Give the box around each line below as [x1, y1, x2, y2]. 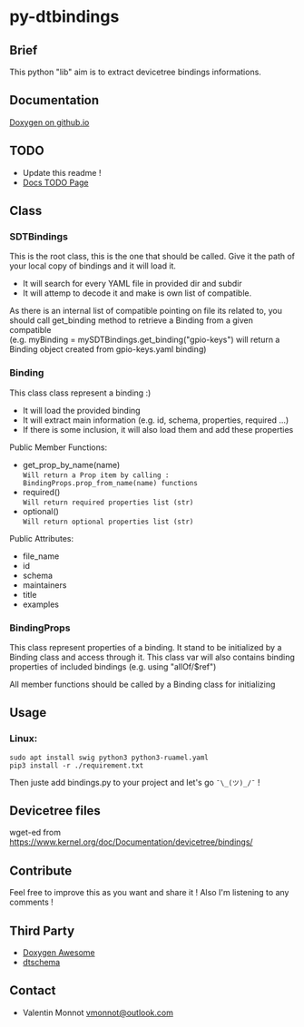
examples [22, 599, 59, 610]
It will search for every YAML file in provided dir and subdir [22, 279, 242, 289]
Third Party [9, 923, 75, 938]
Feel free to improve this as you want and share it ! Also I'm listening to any [9, 887, 289, 898]
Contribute [9, 863, 73, 878]
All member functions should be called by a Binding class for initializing [9, 679, 276, 690]
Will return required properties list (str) [22, 497, 194, 507]
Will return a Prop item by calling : [22, 470, 170, 480]
